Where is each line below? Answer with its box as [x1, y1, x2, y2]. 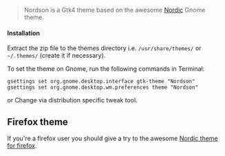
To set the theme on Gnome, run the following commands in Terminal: [7, 65, 205, 73]
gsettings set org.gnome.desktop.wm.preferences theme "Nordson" [7, 84, 198, 91]
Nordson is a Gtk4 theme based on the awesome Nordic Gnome [23, 6, 206, 14]
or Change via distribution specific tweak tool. [7, 96, 138, 104]
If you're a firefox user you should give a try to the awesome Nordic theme [7, 134, 218, 143]
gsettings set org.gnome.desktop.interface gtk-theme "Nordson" [7, 78, 195, 85]
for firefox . [7, 142, 37, 150]
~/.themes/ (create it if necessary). [7, 52, 106, 60]
